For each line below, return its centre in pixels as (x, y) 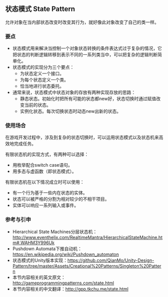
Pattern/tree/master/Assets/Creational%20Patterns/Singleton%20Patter (87, 266)
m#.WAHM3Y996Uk (33, 243)
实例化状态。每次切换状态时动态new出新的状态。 (70, 111)
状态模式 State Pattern (40, 9)
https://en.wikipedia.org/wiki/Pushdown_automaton (66, 254)
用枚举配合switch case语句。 (42, 165)
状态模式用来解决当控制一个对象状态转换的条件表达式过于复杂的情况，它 (87, 48)
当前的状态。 (38, 105)
